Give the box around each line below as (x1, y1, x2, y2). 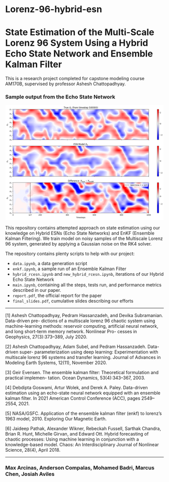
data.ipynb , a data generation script (12, 260, 88, 266)
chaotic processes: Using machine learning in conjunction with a (5, 436, 139, 442)
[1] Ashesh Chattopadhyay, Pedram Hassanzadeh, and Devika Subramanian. (5, 312, 163, 318)
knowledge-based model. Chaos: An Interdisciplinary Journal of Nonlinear (5, 441, 159, 447)
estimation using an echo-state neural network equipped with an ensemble (5, 390, 161, 396)
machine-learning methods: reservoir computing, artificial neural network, (5, 323, 158, 329)
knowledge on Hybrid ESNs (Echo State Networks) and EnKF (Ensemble (5, 230, 155, 236)
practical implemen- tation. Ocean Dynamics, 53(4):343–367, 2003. (5, 375, 145, 381)
